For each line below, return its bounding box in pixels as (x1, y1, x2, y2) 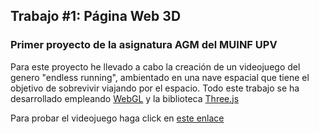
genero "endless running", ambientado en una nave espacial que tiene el (10, 71, 310, 83)
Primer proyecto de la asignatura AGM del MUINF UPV (10, 38, 278, 52)
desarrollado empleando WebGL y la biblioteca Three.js (10, 92, 240, 104)
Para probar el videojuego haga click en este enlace (10, 112, 225, 124)
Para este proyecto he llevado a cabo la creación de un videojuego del (10, 60, 301, 73)
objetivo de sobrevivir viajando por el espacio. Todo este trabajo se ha (10, 82, 300, 94)
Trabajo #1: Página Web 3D (10, 8, 182, 25)
